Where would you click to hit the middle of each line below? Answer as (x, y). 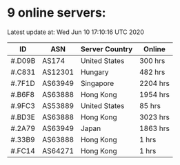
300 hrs (152, 60)
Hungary (94, 72)
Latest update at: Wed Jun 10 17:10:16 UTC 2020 (76, 32)
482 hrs (152, 72)
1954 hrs (154, 94)
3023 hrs (154, 117)
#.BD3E (23, 117)
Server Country (107, 49)
